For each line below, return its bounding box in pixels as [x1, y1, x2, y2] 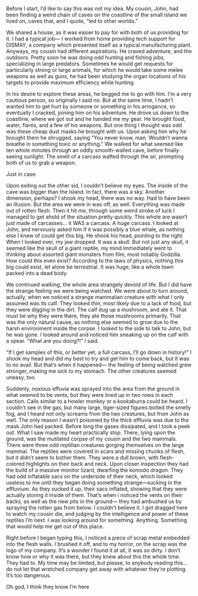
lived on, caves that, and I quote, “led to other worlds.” [6, 18, 138, 24]
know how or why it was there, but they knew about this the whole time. [6, 553, 181, 560]
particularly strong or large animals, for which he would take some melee [6, 67, 183, 73]
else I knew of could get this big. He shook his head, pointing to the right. [6, 232, 184, 239]
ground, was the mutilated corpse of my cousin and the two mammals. [6, 435, 177, 442]
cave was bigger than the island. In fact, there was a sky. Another [6, 188, 165, 195]
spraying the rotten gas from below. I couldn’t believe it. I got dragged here [6, 504, 188, 511]
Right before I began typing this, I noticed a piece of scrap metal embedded [6, 534, 190, 541]
